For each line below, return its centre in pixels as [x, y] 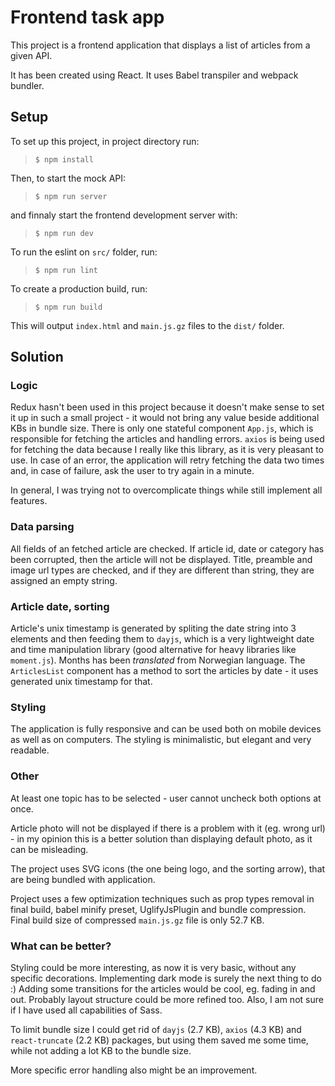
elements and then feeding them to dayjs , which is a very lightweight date [162, 639]
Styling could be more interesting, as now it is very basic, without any [153, 967]
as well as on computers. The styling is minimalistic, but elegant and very [161, 740]
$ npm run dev [64, 233]
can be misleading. [49, 849]
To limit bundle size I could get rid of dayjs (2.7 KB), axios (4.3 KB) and [156, 1029]
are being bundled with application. [83, 879]
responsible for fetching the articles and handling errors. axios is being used [167, 439]
